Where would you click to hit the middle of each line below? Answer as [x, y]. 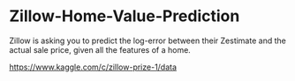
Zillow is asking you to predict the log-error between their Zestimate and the [148, 40]
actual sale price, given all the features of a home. [100, 49]
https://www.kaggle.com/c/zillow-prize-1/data [93, 67]
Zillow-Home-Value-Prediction [125, 16]
